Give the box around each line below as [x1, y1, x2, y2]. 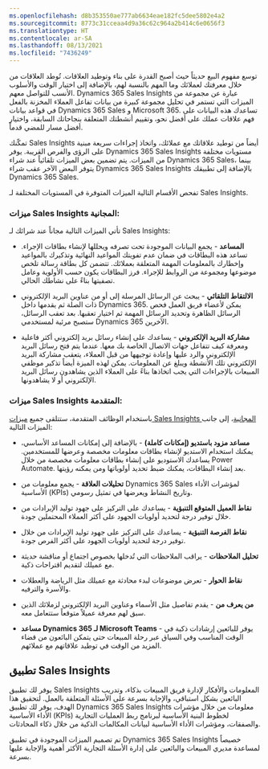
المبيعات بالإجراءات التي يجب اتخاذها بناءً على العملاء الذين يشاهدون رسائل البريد [20, 366, 260, 376]
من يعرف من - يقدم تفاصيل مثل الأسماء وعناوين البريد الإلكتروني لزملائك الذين [20, 599, 254, 609]
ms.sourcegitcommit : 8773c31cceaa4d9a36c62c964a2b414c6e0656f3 [9, 19, 225, 27]
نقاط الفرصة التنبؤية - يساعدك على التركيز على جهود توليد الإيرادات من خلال [20, 527, 247, 537]
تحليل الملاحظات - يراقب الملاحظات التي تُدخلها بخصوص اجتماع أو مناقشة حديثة [20, 551, 259, 561]
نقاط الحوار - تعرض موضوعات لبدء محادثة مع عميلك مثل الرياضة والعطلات [20, 575, 243, 585]
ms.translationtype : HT [9, 27, 89, 35]
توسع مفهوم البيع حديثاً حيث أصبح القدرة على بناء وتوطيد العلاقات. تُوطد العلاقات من [9, 72, 258, 80]
